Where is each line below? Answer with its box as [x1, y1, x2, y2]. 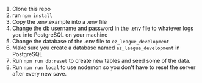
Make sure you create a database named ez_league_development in [12, 44, 180, 51]
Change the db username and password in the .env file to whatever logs [12, 24, 194, 32]
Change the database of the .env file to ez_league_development [12, 38, 170, 45]
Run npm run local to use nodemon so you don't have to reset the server [12, 63, 196, 71]
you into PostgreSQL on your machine [12, 31, 108, 38]
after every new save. [12, 70, 67, 77]
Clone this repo [12, 5, 51, 12]
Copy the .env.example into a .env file [12, 18, 107, 25]
